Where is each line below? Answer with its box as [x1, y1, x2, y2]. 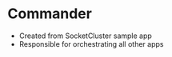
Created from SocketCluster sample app [18, 31, 153, 40]
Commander [7, 5, 93, 23]
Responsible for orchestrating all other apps [18, 39, 164, 48]
